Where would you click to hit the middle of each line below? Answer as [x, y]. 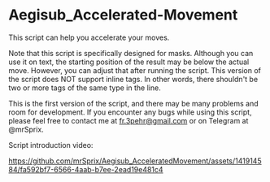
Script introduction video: [51, 145]
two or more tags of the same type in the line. [85, 88]
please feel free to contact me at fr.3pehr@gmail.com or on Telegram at [128, 120]
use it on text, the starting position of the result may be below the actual [129, 62]
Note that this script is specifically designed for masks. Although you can [131, 53]
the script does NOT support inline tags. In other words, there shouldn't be [133, 79]
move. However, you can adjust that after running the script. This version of [135, 70]
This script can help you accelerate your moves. [89, 37]
